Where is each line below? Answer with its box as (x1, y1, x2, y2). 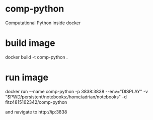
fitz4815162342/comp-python (5, 99, 67, 105)
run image (5, 72, 49, 83)
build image (5, 37, 55, 49)
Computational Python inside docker (5, 20, 81, 26)
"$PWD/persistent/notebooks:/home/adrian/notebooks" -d (5, 94, 127, 100)
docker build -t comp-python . (5, 54, 68, 60)
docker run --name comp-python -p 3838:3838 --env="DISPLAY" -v (5, 88, 148, 94)
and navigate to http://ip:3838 (5, 109, 67, 115)
